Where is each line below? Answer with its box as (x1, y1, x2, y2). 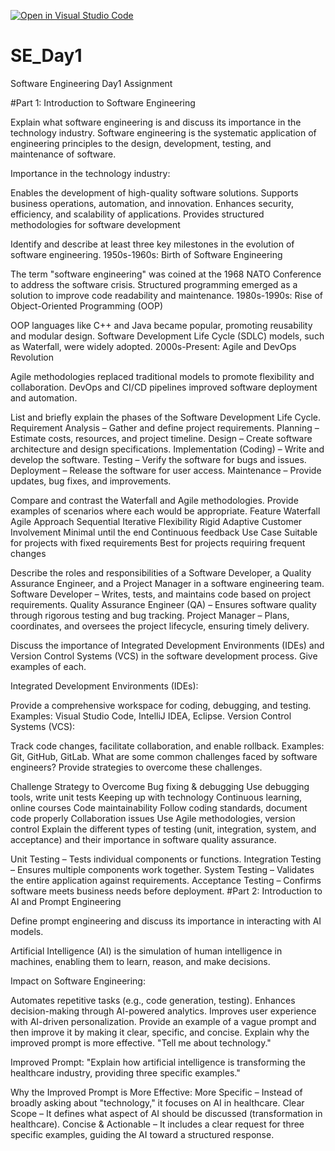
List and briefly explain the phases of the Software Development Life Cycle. (10, 411, 321, 423)
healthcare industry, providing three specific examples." (10, 1066, 241, 1079)
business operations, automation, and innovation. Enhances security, (10, 197, 295, 209)
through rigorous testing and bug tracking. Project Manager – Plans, (10, 609, 290, 621)
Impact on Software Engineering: (10, 975, 146, 987)
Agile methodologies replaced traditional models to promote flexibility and (10, 370, 315, 382)
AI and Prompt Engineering (10, 895, 122, 907)
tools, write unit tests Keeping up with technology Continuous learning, (10, 791, 303, 803)
